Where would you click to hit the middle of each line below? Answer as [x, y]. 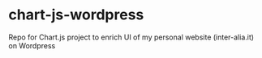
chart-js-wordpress [76, 15]
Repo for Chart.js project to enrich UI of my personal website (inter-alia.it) [131, 37]
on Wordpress [32, 45]
